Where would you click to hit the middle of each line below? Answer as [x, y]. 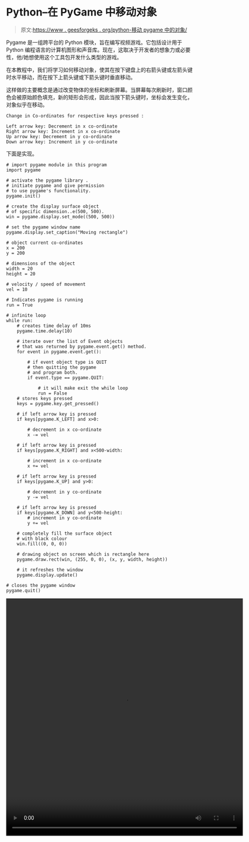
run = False [52, 393]
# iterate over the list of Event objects [70, 341]
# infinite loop [26, 315]
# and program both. [53, 372]
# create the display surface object [53, 206]
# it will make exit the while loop [83, 388]
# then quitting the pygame [62, 367]
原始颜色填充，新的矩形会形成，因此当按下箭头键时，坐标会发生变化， [107, 97]
